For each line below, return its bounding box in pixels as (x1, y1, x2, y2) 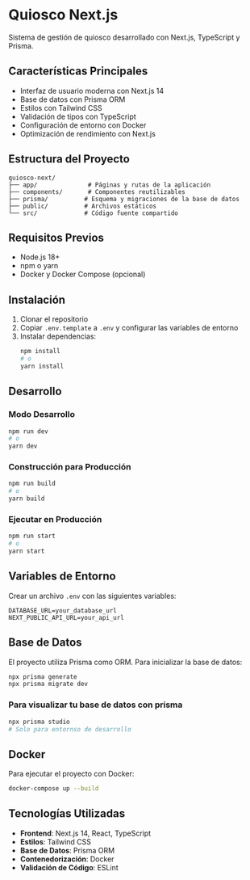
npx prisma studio (8, 718, 70, 726)
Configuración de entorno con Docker (19, 120, 147, 130)
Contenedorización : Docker (19, 854, 115, 864)
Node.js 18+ (19, 252, 60, 262)
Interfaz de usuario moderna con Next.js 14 (19, 86, 164, 95)
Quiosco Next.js (8, 6, 119, 24)
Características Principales (8, 65, 148, 78)
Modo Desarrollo (8, 409, 75, 420)
